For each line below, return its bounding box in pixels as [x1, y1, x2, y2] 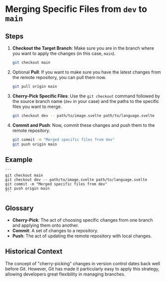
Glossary [5, 204, 34, 212]
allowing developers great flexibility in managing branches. [5, 271, 125, 277]
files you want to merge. [12, 103, 62, 109]
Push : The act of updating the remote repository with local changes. [12, 233, 152, 239]
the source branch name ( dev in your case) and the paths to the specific [12, 98, 160, 104]
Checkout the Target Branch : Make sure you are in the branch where [12, 45, 155, 51]
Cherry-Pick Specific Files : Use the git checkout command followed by [12, 93, 160, 99]
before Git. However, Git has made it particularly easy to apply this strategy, [5, 266, 160, 272]
